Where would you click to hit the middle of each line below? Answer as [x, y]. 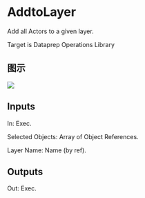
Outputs [25, 171]
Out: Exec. [22, 188]
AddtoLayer [42, 12]
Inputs [21, 107]
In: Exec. [19, 123]
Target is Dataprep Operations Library [61, 44]
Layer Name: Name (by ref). [47, 150]
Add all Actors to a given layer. [51, 31]
